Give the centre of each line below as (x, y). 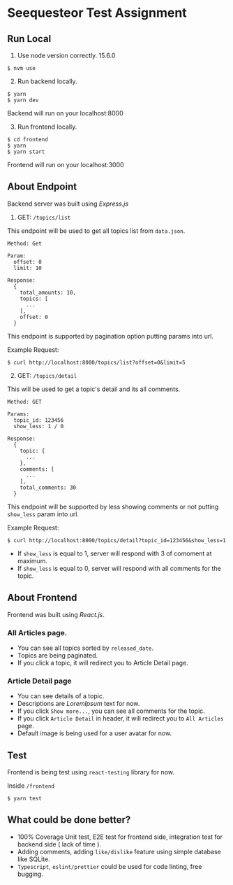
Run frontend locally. (47, 127)
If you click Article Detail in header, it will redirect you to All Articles (120, 718)
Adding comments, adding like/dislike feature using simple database (119, 851)
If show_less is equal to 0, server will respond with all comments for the (119, 568)
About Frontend (42, 598)
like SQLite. (33, 859)
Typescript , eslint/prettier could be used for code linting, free (110, 866)
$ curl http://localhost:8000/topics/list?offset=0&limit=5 (97, 362)
